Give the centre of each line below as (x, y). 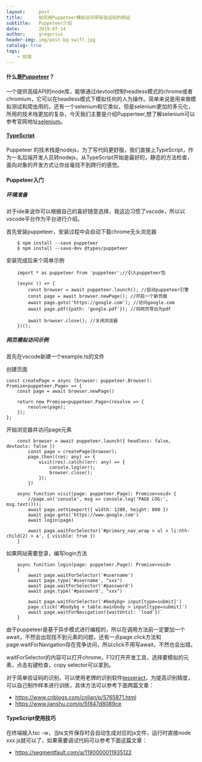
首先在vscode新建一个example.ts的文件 (55, 356)
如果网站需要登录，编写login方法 (47, 553)
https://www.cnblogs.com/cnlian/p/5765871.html (76, 697)
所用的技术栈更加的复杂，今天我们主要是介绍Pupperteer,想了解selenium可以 (101, 114)
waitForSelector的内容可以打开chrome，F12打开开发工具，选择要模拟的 (95, 657)
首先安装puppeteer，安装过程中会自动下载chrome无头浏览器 (81, 231)
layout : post (28, 12)
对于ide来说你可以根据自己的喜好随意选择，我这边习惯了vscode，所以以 (96, 211)
